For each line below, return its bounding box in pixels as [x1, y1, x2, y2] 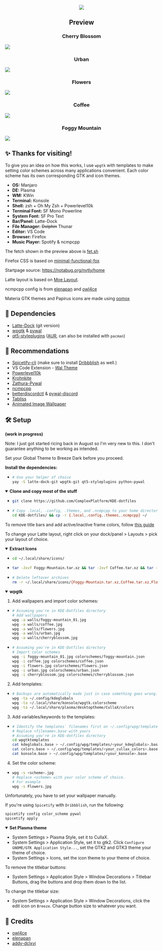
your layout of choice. [5, 536, 49, 542]
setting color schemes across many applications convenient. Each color [5, 167, 149, 173]
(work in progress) [5, 431, 44, 437]
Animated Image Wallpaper [12, 401, 66, 407]
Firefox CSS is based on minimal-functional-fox [5, 258, 100, 264]
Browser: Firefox [12, 233, 46, 239]
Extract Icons [9, 545, 37, 552]
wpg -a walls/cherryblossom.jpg [12, 635, 78, 641]
